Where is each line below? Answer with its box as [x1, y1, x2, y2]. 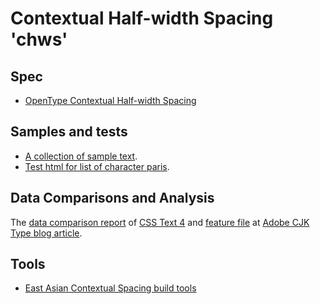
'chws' [10, 28, 68, 51]
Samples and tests [10, 123, 128, 141]
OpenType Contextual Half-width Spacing [24, 95, 197, 106]
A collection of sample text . [24, 150, 138, 162]
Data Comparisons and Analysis [10, 190, 215, 207]
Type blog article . [10, 227, 83, 239]
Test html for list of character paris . [24, 160, 170, 172]
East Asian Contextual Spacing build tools [24, 282, 197, 294]
